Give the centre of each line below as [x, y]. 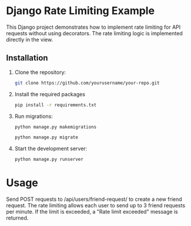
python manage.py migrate [46, 137]
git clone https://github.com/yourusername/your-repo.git [87, 83]
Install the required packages [50, 94]
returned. [17, 218]
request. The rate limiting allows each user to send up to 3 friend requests [96, 205]
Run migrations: [33, 116]
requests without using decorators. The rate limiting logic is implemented [95, 33]
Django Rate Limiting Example [80, 11]
